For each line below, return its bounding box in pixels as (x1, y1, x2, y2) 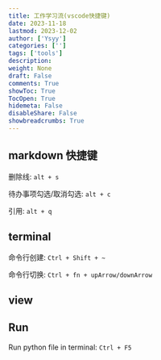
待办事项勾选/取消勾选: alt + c (8, 189, 111, 199)
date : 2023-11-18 (8, 19, 67, 27)
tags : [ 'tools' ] (8, 49, 63, 57)
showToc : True (8, 86, 56, 95)
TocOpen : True (8, 94, 56, 103)
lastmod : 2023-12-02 (8, 27, 78, 35)
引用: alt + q (8, 206, 52, 216)
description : (8, 57, 52, 65)
